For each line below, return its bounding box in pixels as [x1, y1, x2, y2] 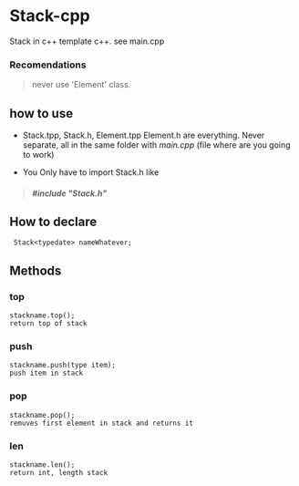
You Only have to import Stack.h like [22, 167, 160, 178]
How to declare [9, 214, 98, 230]
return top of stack [9, 319, 88, 328]
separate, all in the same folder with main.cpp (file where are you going [22, 140, 291, 150]
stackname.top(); [9, 311, 76, 320]
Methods [9, 263, 62, 278]
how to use [9, 106, 74, 121]
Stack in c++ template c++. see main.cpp [9, 36, 165, 47]
